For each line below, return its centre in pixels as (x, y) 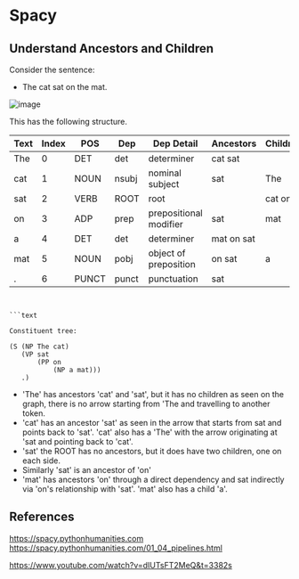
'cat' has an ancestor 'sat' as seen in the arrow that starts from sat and (152, 423)
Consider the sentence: (52, 69)
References (42, 517)
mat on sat (234, 239)
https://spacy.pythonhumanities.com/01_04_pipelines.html (116, 548)
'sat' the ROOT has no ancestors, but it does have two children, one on (152, 451)
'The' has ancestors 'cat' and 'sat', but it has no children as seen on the (153, 394)
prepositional (175, 213)
